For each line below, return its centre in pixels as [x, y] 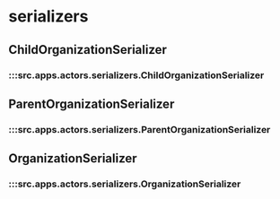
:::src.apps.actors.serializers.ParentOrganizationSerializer [140, 129]
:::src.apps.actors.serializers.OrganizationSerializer [125, 184]
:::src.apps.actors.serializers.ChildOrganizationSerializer [136, 75]
